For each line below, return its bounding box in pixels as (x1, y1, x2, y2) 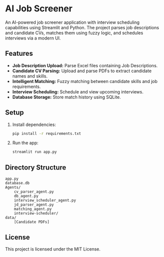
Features (5, 49, 33, 58)
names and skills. (12, 73, 48, 79)
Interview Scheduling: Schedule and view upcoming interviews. (12, 88, 144, 94)
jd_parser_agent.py (14, 202, 54, 208)
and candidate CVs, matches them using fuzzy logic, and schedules (5, 30, 143, 36)
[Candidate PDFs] (14, 219, 50, 225)
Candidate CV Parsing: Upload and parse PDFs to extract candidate (12, 68, 152, 74)
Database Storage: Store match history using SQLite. (12, 94, 121, 100)
